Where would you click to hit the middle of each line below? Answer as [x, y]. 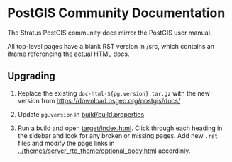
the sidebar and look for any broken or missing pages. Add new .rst [118, 135]
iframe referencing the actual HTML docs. [68, 54]
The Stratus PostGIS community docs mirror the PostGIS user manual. [110, 33]
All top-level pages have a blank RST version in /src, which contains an [111, 46]
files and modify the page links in [66, 143]
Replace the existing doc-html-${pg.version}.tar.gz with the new [114, 93]
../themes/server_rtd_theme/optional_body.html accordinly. [104, 151]
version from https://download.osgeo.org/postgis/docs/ [99, 100]
